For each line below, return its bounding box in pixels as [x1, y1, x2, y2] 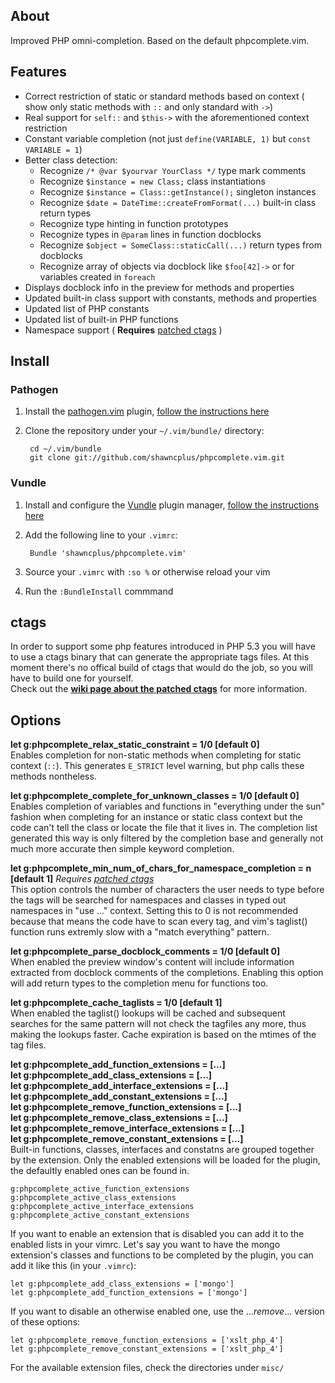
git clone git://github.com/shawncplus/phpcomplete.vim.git [29, 453, 286, 463]
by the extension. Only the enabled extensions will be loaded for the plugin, [10, 1154, 321, 1166]
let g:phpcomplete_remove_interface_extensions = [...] [10, 1122, 245, 1134]
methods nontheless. [10, 770, 97, 783]
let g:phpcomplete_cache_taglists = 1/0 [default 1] [10, 997, 223, 1009]
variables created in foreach [39, 270, 156, 283]
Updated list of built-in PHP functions [24, 313, 179, 325]
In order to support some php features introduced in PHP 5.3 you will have [10, 640, 316, 653]
